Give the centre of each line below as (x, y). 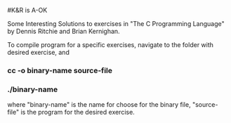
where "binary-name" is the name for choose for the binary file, (99, 105)
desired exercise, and (39, 52)
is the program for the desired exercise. (78, 112)
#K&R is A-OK (27, 10)
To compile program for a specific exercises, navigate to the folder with (111, 45)
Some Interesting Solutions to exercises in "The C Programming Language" (116, 24)
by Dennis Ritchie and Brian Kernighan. (64, 31)
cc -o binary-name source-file (60, 70)
